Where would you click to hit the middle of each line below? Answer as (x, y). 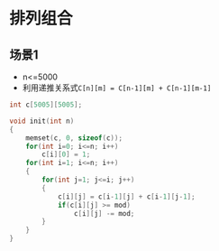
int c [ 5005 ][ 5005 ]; (46, 105)
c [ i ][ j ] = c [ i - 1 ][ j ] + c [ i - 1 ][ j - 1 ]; (126, 196)
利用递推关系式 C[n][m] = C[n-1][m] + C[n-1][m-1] (117, 88)
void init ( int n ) (42, 121)
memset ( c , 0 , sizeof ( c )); (74, 138)
